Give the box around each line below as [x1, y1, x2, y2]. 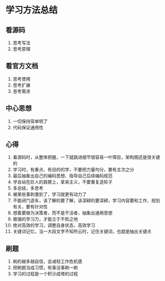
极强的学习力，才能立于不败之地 [12, 216, 78, 222]
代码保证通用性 [12, 124, 43, 130]
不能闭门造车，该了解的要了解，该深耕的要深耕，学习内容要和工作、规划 [12, 197, 160, 203]
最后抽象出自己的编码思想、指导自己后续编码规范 [12, 173, 113, 179]
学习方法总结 [5, 4, 58, 16]
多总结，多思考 [12, 185, 43, 191]
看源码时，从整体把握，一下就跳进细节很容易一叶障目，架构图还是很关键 [12, 154, 160, 160]
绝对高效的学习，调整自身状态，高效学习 [12, 222, 95, 228]
